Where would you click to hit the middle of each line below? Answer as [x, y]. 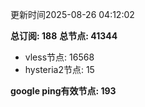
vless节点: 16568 [59, 57]
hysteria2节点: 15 [59, 69]
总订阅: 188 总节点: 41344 [64, 36]
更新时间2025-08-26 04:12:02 [72, 14]
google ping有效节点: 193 [63, 91]
